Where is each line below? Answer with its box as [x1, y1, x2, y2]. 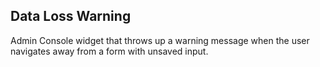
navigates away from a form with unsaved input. [10, 45, 209, 57]
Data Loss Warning [10, 8, 132, 25]
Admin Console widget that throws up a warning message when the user [10, 34, 310, 46]
